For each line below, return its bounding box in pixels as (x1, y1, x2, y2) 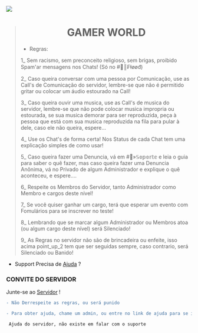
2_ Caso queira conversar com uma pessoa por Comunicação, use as (20, 75, 190, 82)
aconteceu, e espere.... (20, 172, 77, 179)
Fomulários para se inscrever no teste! (20, 207, 114, 215)
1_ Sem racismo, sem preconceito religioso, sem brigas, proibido (20, 57, 177, 64)
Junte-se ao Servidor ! (6, 289, 61, 296)
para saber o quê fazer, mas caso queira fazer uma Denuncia (20, 159, 169, 166)
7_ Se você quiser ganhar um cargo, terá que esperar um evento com (20, 201, 189, 208)
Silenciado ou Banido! (20, 249, 74, 256)
